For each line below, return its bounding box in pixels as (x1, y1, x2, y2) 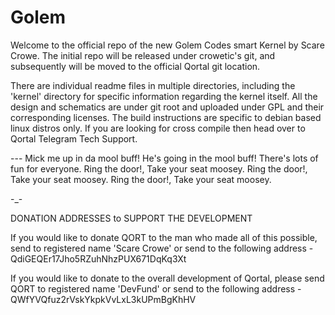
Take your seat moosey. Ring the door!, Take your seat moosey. (10, 173, 272, 185)
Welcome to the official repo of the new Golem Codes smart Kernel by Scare (10, 39, 325, 51)
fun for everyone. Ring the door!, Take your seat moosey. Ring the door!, (10, 162, 308, 175)
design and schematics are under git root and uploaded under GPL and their (10, 101, 325, 113)
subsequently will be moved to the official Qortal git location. (10, 60, 261, 72)
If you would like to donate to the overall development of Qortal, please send (10, 272, 325, 284)
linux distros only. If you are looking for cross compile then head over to (10, 122, 306, 134)
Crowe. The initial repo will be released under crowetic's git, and (10, 49, 276, 61)
